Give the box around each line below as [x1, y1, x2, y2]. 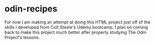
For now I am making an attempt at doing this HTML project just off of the [4, 19, 151, 25]
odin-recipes [4, 3, 57, 14]
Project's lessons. [4, 34, 40, 40]
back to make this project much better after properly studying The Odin [4, 29, 147, 35]
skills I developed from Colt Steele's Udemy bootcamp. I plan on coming [4, 24, 148, 30]
